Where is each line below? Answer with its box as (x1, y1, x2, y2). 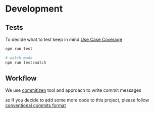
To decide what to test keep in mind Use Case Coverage (5, 36, 123, 42)
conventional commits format (5, 102, 66, 108)
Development (5, 3, 63, 15)
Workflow (5, 74, 37, 83)
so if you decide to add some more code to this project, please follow (5, 97, 149, 103)
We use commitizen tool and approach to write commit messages (5, 87, 141, 93)
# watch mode (5, 55, 33, 61)
